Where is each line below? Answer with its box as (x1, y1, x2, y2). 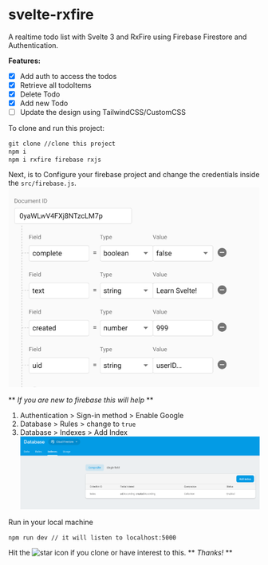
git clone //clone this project (8, 140, 116, 148)
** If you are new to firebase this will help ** (8, 395, 154, 405)
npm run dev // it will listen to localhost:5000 (8, 533, 177, 542)
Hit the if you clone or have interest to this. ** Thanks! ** (8, 547, 233, 557)
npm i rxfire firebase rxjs (8, 156, 102, 164)
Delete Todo (19, 89, 61, 99)
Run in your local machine (8, 517, 93, 527)
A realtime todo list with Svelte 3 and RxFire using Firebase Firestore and (8, 32, 247, 41)
